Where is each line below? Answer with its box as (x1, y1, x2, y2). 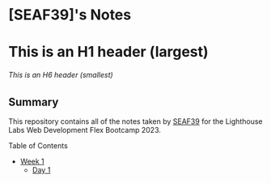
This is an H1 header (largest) (8, 43, 209, 62)
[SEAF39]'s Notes (8, 6, 132, 24)
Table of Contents (8, 141, 69, 151)
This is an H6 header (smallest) (8, 70, 113, 79)
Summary (8, 95, 59, 109)
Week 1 (19, 156, 44, 166)
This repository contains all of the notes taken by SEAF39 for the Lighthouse (8, 117, 263, 126)
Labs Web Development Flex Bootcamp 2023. (8, 126, 162, 134)
